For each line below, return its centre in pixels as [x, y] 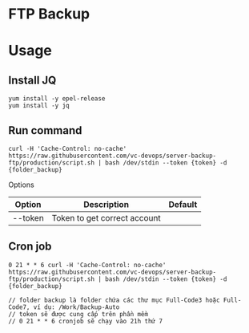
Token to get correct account [106, 218]
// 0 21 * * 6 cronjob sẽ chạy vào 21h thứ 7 [85, 321]
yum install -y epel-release [57, 99]
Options [21, 185]
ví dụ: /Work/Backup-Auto [76, 307]
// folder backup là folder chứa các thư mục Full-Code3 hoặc [114, 300]
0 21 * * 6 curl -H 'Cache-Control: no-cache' [87, 265]
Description [106, 204]
